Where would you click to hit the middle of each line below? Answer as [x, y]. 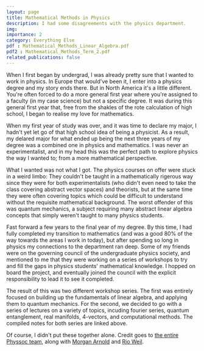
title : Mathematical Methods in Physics [58, 18]
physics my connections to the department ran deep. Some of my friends [98, 246]
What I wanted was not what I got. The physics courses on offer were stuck [101, 170]
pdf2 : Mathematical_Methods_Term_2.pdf [58, 52]
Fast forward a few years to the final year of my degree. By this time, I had [99, 227]
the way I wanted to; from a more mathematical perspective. [82, 158]
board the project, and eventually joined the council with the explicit [91, 272]
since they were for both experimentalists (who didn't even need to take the [101, 183]
